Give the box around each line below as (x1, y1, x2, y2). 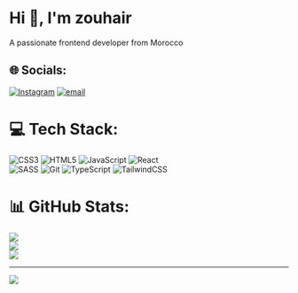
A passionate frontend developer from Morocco (9, 37, 184, 48)
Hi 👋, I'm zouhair (9, 8, 132, 28)
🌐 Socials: (9, 63, 67, 78)
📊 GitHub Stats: (9, 197, 130, 216)
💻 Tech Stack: (9, 119, 119, 139)
